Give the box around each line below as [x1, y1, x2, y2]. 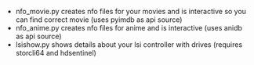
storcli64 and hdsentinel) [15, 49, 96, 57]
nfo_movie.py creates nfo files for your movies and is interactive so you [15, 7, 247, 16]
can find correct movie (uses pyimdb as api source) [15, 15, 183, 24]
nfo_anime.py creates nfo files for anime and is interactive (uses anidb [15, 23, 243, 32]
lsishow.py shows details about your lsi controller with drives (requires [15, 40, 243, 49]
